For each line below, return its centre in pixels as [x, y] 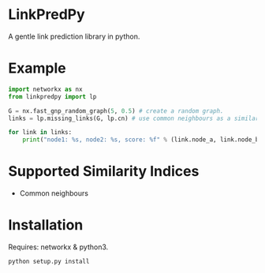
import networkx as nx [45, 89]
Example [37, 68]
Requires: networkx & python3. [58, 247]
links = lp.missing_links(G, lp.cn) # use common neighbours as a [119, 118]
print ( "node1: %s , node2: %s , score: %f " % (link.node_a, [119, 140]
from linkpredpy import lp [52, 96]
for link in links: [40, 133]
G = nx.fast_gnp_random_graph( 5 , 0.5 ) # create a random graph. [116, 111]
